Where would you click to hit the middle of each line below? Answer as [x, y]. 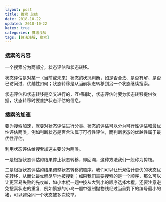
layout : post [19, 10]
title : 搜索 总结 [21, 14]
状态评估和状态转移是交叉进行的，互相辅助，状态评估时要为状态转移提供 [79, 94]
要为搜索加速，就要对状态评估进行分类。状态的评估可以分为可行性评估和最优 [83, 126]
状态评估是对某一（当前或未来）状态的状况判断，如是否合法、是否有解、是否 [83, 78]
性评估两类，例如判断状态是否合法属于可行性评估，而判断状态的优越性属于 [81, 132]
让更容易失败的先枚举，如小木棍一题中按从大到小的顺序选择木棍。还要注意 [81, 182]
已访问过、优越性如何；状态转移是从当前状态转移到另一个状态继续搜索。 [79, 84]
